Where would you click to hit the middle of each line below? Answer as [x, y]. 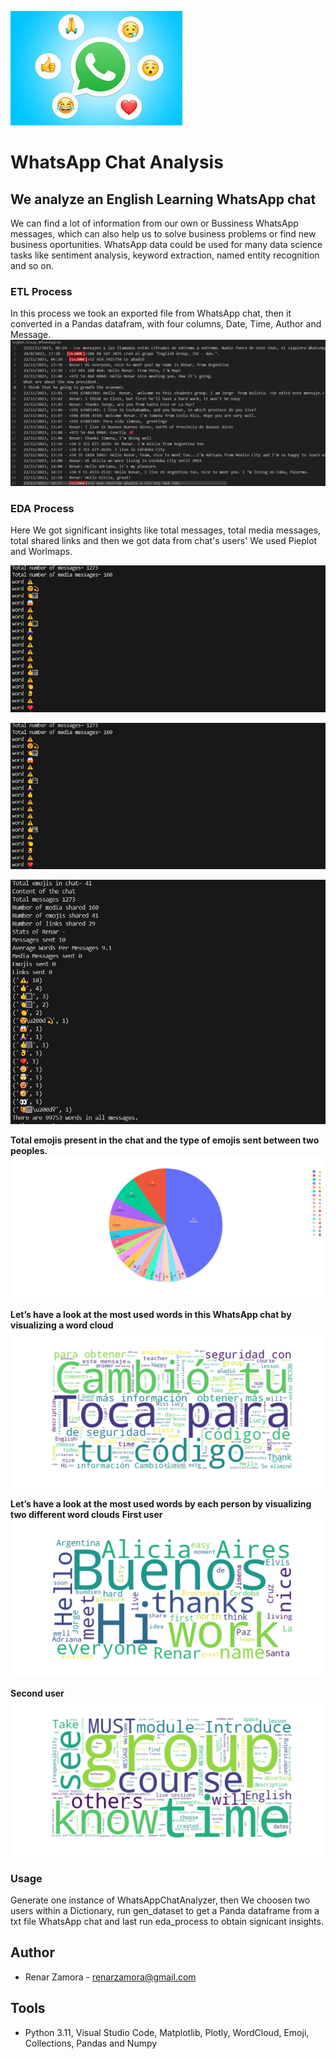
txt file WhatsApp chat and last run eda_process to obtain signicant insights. [167, 1922]
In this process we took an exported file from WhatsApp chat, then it [151, 313]
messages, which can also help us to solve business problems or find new [163, 234]
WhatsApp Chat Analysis [117, 162]
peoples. [29, 1151]
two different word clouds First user [86, 1514]
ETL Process [41, 291]
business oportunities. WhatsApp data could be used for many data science [166, 244]
